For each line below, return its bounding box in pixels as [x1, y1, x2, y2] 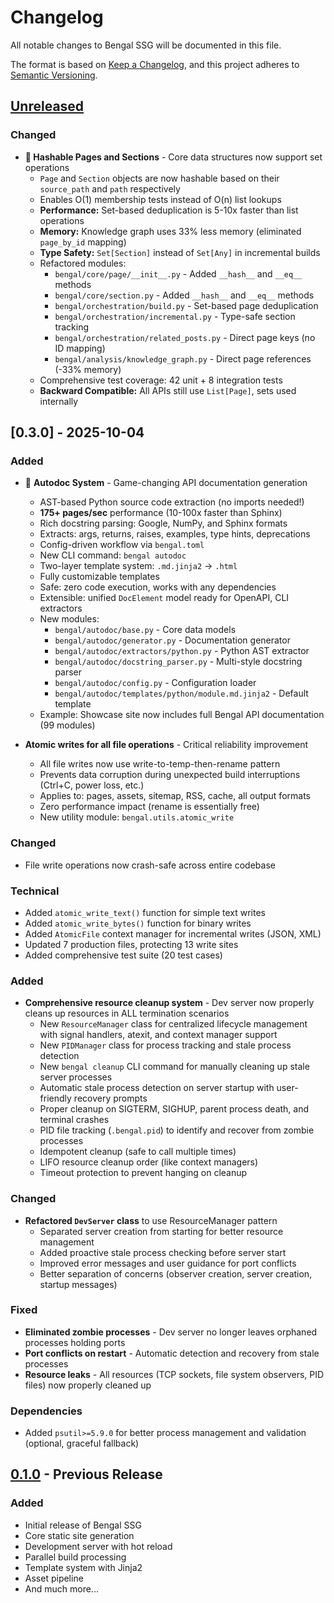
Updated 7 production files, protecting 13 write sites [24, 938, 239, 950]
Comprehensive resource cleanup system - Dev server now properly [24, 997, 315, 1009]
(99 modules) [39, 719, 96, 731]
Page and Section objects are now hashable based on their [39, 172, 280, 184]
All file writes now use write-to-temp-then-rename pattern [39, 758, 281, 770]
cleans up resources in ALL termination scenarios [24, 1007, 230, 1020]
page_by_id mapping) [39, 236, 127, 248]
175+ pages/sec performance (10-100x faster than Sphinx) [39, 507, 283, 519]
